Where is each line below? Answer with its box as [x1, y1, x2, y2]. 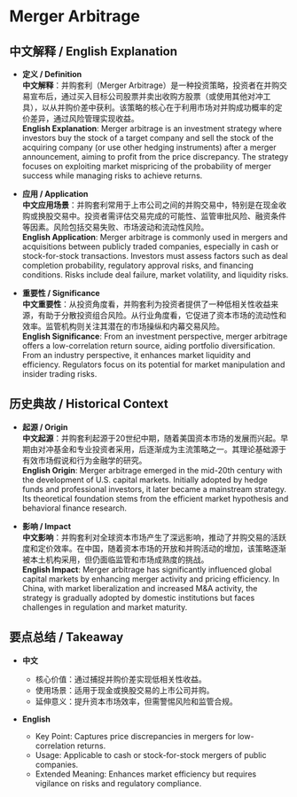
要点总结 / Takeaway [9, 629, 124, 645]
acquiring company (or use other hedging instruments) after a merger [21, 142, 277, 152]
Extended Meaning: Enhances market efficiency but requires [35, 769, 257, 779]
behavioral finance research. [21, 503, 127, 513]
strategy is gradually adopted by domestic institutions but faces [21, 592, 255, 603]
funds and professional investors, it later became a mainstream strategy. [21, 483, 286, 494]
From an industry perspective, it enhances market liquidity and [21, 350, 251, 360]
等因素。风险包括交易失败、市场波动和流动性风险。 [21, 222, 209, 232]
